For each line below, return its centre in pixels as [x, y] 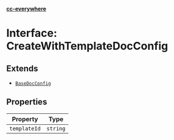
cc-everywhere [26, 9]
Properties [27, 102]
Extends [22, 68]
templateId [25, 128]
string [56, 128]
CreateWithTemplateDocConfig [87, 46]
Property [25, 119]
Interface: [32, 33]
